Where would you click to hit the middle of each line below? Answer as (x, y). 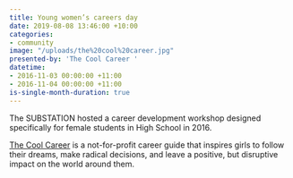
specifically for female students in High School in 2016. (111, 127)
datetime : (28, 68)
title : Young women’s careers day (74, 17)
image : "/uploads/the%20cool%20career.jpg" (92, 51)
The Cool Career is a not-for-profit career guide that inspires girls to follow (147, 145)
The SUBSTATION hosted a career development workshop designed (135, 118)
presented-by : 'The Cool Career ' (74, 59)
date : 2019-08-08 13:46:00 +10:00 (74, 26)
